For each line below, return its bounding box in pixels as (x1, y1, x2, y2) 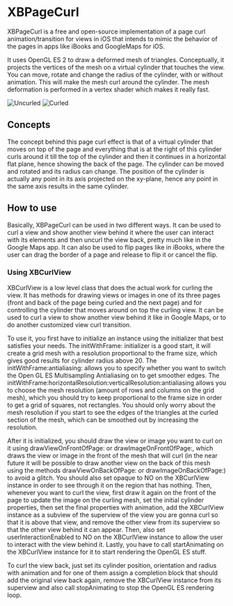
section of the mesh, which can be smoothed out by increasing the (7, 416, 199, 424)
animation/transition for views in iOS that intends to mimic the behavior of (7, 34, 218, 43)
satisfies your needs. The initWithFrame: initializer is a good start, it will (7, 341, 211, 349)
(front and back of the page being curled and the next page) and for (7, 298, 202, 307)
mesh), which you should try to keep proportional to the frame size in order (7, 393, 223, 402)
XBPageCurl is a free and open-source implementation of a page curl (7, 27, 206, 36)
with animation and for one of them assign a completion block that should (7, 568, 218, 577)
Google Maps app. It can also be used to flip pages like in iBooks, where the (7, 243, 225, 251)
